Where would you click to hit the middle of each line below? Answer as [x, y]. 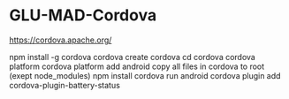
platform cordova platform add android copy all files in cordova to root [137, 66]
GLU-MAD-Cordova [83, 15]
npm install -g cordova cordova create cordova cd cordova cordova [133, 57]
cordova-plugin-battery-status [65, 85]
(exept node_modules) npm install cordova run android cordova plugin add [145, 75]
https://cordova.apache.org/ [61, 40]
